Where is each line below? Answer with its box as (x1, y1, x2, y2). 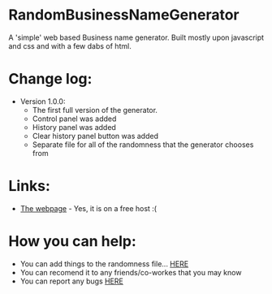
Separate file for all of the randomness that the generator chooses (32, 140, 254, 149)
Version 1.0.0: (19, 96, 66, 106)
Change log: (8, 70, 93, 89)
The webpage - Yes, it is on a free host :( (19, 203, 157, 213)
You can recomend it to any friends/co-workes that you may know (19, 267, 242, 277)
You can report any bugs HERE (19, 276, 123, 286)
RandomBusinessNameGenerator (8, 6, 240, 24)
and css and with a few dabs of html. (8, 41, 132, 50)
